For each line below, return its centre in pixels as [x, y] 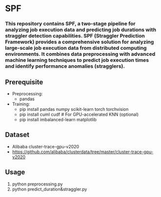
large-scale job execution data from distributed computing [76, 48]
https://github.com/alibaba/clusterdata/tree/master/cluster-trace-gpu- [83, 152]
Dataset [17, 135]
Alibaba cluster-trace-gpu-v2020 [46, 146]
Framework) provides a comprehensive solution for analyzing [80, 42]
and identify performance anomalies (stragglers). [65, 66]
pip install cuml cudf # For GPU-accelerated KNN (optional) [79, 114]
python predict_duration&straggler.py [50, 189]
